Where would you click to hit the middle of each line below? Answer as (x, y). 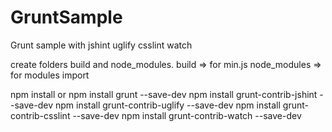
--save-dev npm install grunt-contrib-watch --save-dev (187, 115)
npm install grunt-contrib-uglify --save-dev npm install (167, 105)
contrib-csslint (40, 115)
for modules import (50, 75)
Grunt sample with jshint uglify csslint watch (101, 45)
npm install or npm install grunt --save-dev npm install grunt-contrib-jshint (164, 94)
